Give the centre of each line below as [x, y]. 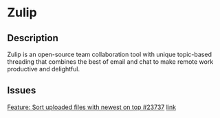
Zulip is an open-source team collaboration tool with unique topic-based [109, 54]
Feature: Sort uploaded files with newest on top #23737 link [92, 107]
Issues [22, 91]
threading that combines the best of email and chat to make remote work [110, 62]
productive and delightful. [44, 69]
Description [33, 38]
